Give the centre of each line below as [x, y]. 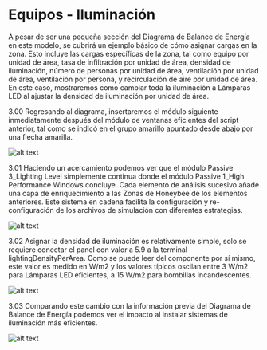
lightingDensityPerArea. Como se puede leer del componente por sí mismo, [132, 258]
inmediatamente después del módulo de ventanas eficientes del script [124, 120]
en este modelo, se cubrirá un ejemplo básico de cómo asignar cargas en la [133, 45]
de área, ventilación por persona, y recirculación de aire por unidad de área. [133, 79]
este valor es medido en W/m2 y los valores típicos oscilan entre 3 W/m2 [128, 266]
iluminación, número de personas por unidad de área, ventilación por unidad [133, 70]
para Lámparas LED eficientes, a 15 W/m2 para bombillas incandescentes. [130, 275]
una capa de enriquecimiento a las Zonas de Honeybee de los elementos [128, 193]
